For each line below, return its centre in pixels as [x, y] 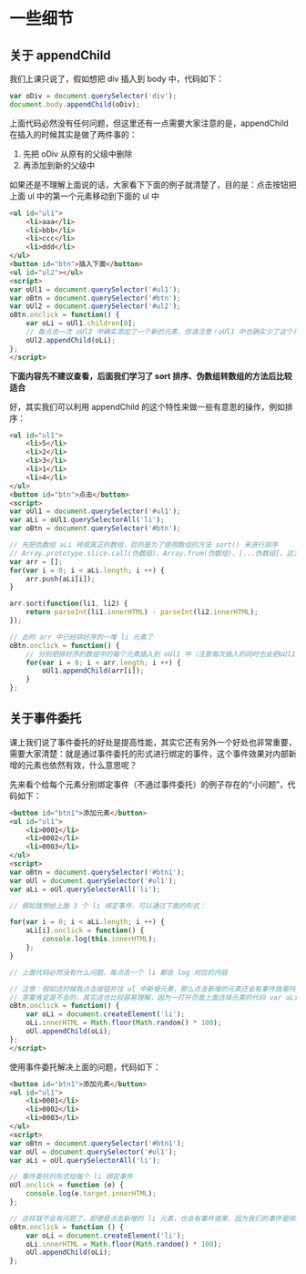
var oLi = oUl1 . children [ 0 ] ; [81, 324]
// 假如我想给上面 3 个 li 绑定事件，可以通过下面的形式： [108, 906]
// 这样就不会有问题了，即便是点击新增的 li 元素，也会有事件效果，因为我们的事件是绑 [153, 1218]
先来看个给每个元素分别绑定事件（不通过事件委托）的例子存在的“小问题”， [149, 784]
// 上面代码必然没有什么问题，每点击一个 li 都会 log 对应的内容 [119, 972]
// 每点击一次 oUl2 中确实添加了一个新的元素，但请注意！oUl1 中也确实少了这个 [159, 332]
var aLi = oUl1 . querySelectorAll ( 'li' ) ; [87, 520]
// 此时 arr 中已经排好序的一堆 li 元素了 [82, 637]
